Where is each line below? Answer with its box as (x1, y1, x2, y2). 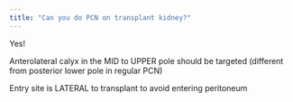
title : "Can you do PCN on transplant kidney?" (9, 13, 192, 23)
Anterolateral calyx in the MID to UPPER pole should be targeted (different (9, 55, 284, 66)
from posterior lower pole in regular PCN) (9, 65, 163, 76)
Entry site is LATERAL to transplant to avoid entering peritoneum (9, 82, 248, 93)
